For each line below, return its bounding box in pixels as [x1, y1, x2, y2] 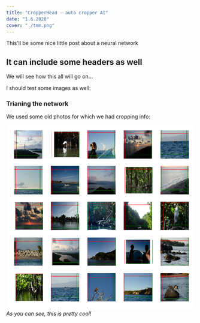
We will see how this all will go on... [6, 73, 93, 80]
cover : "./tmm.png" [6, 22, 55, 28]
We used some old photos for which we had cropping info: [6, 113, 151, 120]
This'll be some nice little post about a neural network [6, 40, 139, 47]
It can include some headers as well [6, 57, 143, 67]
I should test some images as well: [6, 85, 91, 92]
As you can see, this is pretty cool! [6, 310, 92, 317]
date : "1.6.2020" [6, 16, 50, 22]
